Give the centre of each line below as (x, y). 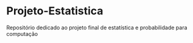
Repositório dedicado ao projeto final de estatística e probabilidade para (97, 27)
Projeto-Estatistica (55, 11)
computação (22, 33)
